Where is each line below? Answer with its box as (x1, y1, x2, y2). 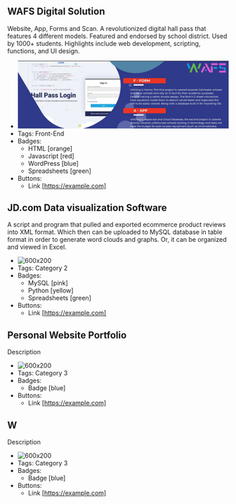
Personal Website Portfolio (7, 329, 127, 341)
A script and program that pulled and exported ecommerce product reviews (7, 221, 226, 229)
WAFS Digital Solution (7, 6, 105, 18)
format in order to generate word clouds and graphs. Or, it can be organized (7, 235, 227, 244)
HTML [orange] (27, 144, 72, 153)
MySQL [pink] (27, 279, 68, 287)
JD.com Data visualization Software (7, 202, 167, 214)
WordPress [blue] (27, 159, 79, 167)
